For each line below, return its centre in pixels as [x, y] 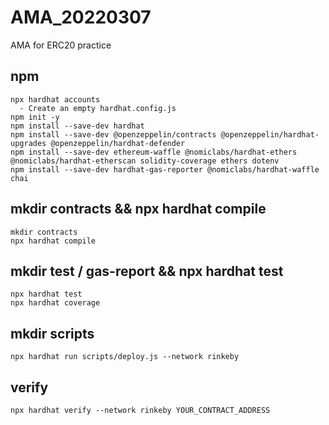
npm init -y [35, 117]
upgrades [28, 143]
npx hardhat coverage [55, 303]
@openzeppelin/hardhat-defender [118, 143]
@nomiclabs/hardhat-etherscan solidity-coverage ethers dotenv [145, 161]
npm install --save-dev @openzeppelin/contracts [113, 134]
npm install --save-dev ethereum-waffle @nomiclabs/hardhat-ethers [154, 152]
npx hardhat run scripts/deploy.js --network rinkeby [125, 357]
